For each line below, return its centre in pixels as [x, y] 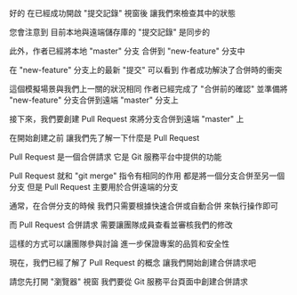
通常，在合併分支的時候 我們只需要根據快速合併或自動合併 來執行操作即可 [144, 206]
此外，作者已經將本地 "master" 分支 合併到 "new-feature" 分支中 [128, 51]
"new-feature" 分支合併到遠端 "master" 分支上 [94, 100]
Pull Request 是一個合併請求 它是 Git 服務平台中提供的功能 [116, 157]
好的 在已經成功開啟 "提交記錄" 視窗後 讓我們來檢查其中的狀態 [122, 13]
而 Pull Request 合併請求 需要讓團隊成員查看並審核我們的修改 [121, 225]
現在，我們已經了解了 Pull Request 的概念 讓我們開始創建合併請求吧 [132, 262]
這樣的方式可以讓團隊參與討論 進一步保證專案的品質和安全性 [119, 244]
